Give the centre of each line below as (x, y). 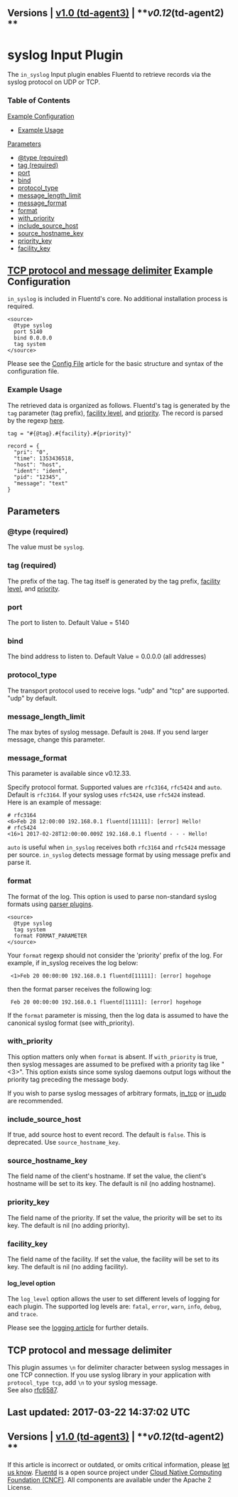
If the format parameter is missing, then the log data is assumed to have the (118, 1015)
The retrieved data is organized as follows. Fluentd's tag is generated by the (119, 405)
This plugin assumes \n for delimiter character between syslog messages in (118, 1367)
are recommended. (35, 1101)
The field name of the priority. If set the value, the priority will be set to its (115, 1217)
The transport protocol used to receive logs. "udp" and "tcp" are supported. (118, 690)
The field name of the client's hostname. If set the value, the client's (107, 1176)
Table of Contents (39, 100)
